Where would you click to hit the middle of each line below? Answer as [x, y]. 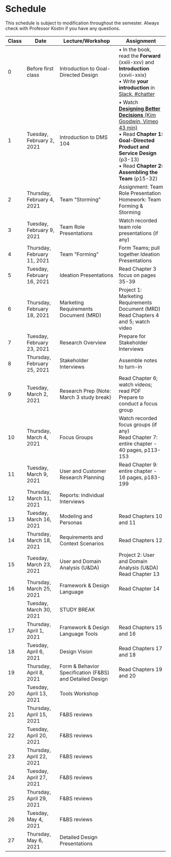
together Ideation [139, 254]
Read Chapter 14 [139, 588]
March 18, [39, 540]
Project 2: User [137, 555]
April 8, [35, 672]
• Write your [134, 81]
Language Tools [79, 634]
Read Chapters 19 [141, 669]
